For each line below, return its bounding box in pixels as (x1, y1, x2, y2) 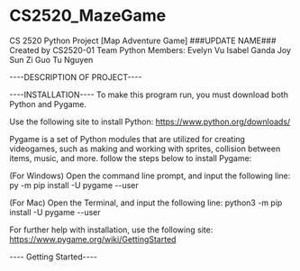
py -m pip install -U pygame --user (9, 179, 139, 190)
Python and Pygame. (9, 98, 87, 109)
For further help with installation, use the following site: (9, 224, 214, 235)
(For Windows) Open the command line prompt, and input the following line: (9, 170, 291, 181)
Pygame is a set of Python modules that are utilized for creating (9, 133, 246, 144)
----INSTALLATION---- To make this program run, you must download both (9, 89, 288, 100)
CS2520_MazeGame (9, 5, 167, 26)
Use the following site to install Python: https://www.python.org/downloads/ (9, 116, 291, 127)
